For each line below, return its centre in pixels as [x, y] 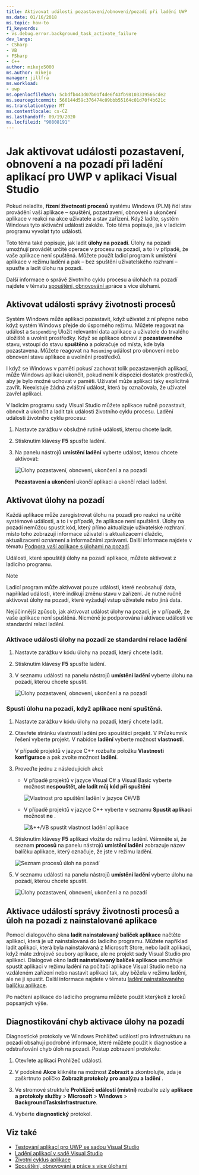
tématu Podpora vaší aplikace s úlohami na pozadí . [68, 546]
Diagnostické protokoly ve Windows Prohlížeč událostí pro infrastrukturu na [99, 1036]
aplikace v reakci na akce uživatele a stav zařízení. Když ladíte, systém [93, 219]
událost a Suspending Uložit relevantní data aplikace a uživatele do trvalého [97, 331]
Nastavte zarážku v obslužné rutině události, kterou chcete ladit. [94, 429]
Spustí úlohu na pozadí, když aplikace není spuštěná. [85, 708]
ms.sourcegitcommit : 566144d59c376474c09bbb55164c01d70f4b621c [86, 100]
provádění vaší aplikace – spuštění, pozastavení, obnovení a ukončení [91, 212]
